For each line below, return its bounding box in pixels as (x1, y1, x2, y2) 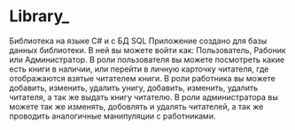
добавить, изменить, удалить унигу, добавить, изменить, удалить (9, 82, 259, 93)
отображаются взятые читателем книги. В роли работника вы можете (9, 73, 276, 83)
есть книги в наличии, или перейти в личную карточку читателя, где (9, 64, 269, 74)
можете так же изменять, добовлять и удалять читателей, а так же (9, 101, 264, 111)
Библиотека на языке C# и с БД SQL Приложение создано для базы (9, 35, 268, 46)
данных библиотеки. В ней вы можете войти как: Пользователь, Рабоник (9, 44, 286, 55)
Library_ (9, 6, 70, 27)
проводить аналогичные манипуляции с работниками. (9, 111, 216, 121)
